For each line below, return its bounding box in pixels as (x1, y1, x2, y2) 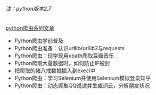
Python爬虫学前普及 (14, 37, 64, 44)
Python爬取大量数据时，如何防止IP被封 (14, 60, 111, 67)
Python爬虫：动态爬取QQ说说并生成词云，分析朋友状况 (14, 82, 150, 89)
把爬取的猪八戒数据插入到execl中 (14, 67, 96, 74)
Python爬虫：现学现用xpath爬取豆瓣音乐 (14, 52, 114, 59)
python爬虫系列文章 (5, 24, 54, 32)
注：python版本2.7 (5, 5, 52, 12)
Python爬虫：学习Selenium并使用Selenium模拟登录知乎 (14, 75, 151, 82)
